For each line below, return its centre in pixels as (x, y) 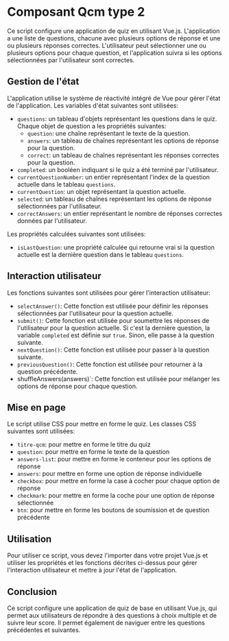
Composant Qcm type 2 (76, 12)
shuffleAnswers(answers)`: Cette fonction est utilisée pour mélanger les (118, 378)
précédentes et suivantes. (44, 630)
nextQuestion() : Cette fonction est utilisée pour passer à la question (113, 350)
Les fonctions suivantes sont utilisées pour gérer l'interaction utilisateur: (109, 293)
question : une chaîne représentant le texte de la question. (109, 133)
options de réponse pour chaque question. (77, 386)
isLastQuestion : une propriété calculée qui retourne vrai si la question (116, 247)
